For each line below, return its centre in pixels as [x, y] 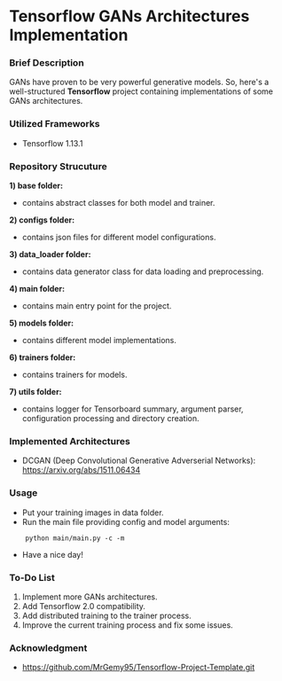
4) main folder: [37, 289]
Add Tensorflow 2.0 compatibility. [84, 606]
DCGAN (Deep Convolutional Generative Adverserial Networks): [139, 461]
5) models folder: [41, 323]
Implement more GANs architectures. [90, 597]
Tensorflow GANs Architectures [129, 16]
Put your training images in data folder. [93, 513]
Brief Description [47, 63]
